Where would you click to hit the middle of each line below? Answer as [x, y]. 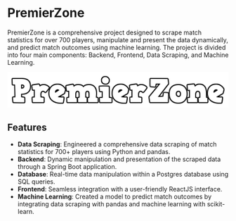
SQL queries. [36, 182]
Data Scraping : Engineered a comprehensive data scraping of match [117, 144]
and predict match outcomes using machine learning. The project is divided [117, 47]
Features [27, 127]
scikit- [216, 204]
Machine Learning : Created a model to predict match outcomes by [114, 197]
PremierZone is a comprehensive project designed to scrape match [105, 32]
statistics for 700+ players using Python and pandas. [94, 152]
